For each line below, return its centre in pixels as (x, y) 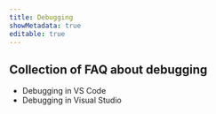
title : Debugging (41, 17)
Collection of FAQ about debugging (108, 69)
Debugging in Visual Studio (72, 100)
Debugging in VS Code (64, 91)
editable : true (37, 34)
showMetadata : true (45, 26)
